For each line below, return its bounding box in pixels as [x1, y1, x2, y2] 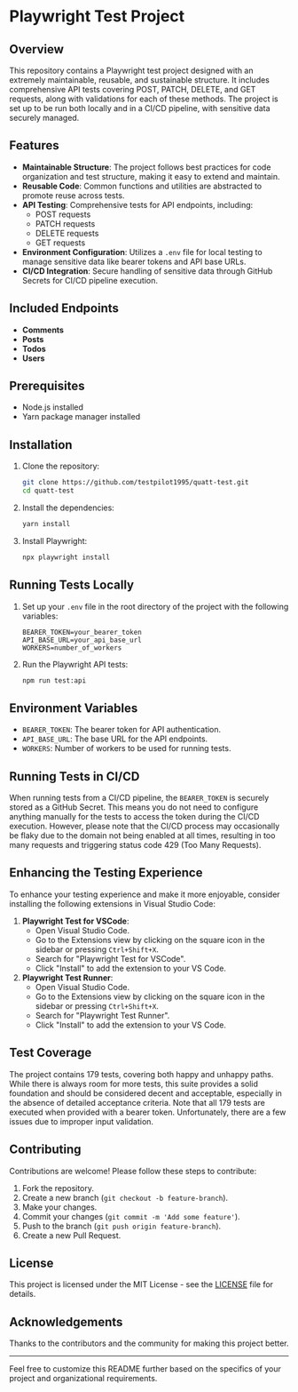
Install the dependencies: [21, 502, 115, 513]
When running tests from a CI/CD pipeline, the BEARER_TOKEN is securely [9, 793, 270, 804]
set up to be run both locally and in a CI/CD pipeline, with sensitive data [9, 103, 271, 113]
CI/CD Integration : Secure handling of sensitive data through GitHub [21, 265, 273, 276]
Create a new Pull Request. [21, 1229, 122, 1241]
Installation [9, 437, 73, 452]
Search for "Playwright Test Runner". [35, 1010, 170, 1020]
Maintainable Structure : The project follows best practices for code [21, 162, 271, 172]
